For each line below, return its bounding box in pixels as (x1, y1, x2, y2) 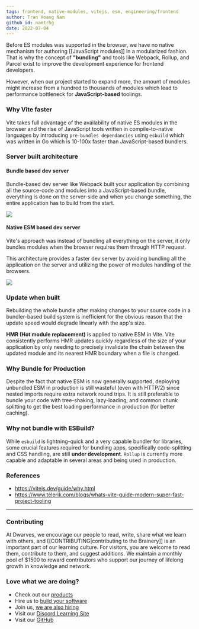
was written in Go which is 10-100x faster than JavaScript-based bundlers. (6, 137, 188, 145)
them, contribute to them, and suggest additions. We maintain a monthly (6, 550, 182, 557)
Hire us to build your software (14, 597, 88, 604)
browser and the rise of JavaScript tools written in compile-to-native (6, 125, 174, 132)
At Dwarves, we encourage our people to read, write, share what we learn (6, 531, 187, 538)
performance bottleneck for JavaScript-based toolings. (6, 91, 143, 98)
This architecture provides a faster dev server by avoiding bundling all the (6, 255, 187, 262)
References (6, 471, 40, 480)
